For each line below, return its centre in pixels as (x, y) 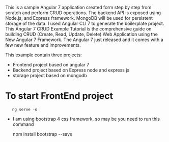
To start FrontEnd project (59, 96)
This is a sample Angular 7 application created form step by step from (78, 7)
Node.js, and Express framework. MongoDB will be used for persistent (79, 18)
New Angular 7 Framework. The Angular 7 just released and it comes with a (84, 40)
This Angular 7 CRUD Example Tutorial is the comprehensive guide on (78, 29)
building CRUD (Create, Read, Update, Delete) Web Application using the (81, 34)
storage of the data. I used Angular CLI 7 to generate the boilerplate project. (85, 23)
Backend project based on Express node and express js (71, 70)
